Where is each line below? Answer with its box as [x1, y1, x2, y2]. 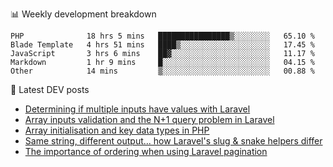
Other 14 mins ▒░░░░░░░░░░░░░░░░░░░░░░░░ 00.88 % [10, 66, 315, 76]
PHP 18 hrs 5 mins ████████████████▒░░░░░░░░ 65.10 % [10, 31, 315, 41]
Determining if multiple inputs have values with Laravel [24, 103, 251, 115]
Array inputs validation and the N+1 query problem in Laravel [24, 114, 275, 125]
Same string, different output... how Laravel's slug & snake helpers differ [24, 135, 323, 147]
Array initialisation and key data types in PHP [24, 124, 210, 136]
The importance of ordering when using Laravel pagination [24, 146, 268, 157]
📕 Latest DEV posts [10, 84, 90, 95]
